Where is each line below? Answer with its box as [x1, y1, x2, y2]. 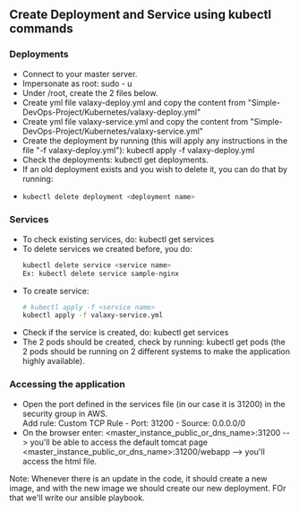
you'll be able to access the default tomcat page [30, 437, 209, 447]
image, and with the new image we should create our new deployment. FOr [9, 482, 286, 493]
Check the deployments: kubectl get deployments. [21, 154, 209, 165]
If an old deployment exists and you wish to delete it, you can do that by [21, 163, 288, 174]
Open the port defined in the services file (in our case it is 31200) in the [21, 398, 286, 409]
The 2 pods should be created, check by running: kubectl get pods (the [21, 336, 286, 348]
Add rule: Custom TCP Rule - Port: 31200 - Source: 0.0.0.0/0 [21, 417, 246, 429]
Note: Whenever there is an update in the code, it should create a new [9, 473, 268, 483]
